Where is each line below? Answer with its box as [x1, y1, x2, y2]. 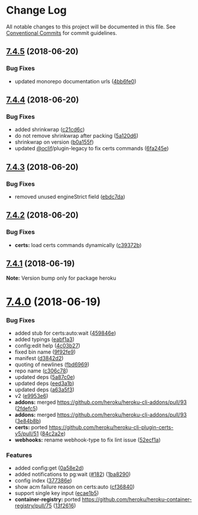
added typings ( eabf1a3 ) [14, 335, 75, 343]
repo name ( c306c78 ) [14, 367, 69, 374]
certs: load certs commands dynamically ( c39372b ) [14, 241, 142, 248]
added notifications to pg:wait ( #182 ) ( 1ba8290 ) [14, 471, 131, 478]
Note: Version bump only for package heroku [6, 274, 116, 281]
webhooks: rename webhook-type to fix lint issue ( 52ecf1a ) [14, 436, 161, 443]
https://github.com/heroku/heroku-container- [82, 496, 192, 503]
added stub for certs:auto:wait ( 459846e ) [14, 329, 116, 336]
